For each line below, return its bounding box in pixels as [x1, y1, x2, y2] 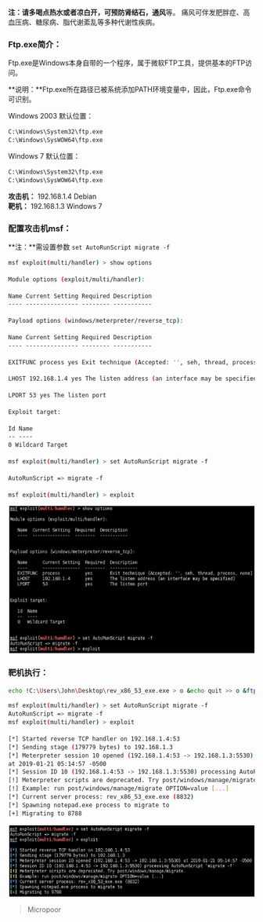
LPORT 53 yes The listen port [8, 392, 107, 400]
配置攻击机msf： [8, 223, 72, 234]
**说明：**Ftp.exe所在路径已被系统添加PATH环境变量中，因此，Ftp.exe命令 [8, 85, 252, 94]
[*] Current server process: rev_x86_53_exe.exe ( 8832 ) [8, 793, 194, 801]
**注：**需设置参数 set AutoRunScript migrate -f [8, 243, 171, 252]
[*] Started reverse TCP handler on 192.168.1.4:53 [8, 734, 180, 743]
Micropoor [27, 905, 61, 914]
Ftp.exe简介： [8, 38, 62, 49]
